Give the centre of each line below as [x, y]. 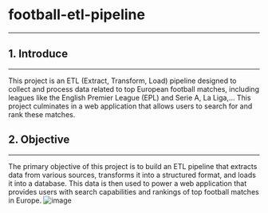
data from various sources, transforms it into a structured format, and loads [132, 175]
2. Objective [39, 140]
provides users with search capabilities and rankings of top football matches [134, 191]
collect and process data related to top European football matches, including [134, 89]
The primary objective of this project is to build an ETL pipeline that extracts [133, 166]
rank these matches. [42, 114]
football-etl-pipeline [77, 15]
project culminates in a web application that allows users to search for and [130, 106]
